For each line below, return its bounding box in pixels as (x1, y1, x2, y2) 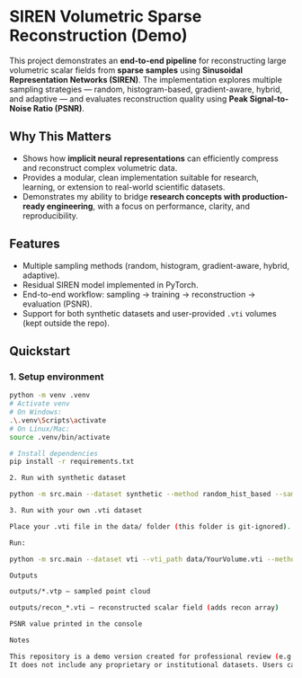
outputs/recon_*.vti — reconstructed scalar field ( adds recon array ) (9, 603, 280, 612)
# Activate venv (9, 399, 70, 408)
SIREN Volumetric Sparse (9, 6, 202, 27)
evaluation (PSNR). (22, 299, 93, 309)
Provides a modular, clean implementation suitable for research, (22, 172, 259, 183)
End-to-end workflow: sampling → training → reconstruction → (22, 289, 256, 299)
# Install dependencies (9, 449, 99, 458)
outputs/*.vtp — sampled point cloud (9, 587, 151, 596)
